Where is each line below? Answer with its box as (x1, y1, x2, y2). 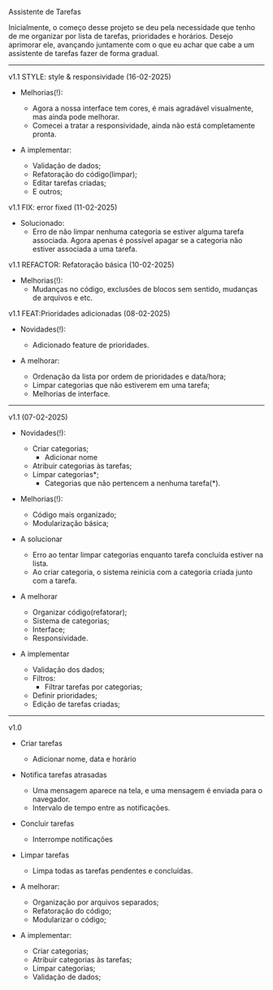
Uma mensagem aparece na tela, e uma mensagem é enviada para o (32, 786, 262, 795)
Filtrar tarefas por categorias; (44, 682, 143, 692)
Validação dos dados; (32, 665, 106, 674)
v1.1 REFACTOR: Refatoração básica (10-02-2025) (8, 260, 175, 269)
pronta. (32, 129, 57, 139)
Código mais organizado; (32, 510, 117, 519)
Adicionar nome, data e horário (32, 754, 136, 763)
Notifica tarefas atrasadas (19, 770, 107, 779)
